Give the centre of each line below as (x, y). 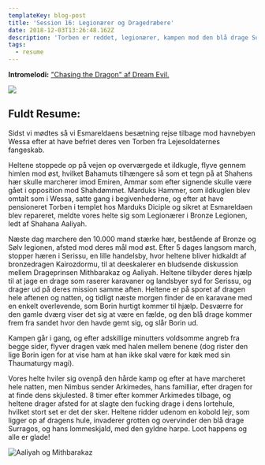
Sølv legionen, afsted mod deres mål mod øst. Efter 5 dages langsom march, (132, 247)
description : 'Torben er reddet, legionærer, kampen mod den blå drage (128, 37)
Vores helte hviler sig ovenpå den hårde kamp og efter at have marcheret (127, 378)
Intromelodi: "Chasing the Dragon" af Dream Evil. (89, 74)
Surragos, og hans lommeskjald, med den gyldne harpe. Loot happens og (127, 428)
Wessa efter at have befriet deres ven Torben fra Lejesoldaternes (114, 141)
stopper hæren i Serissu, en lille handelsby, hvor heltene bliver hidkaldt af (127, 255)
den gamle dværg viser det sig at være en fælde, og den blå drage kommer (130, 314)
